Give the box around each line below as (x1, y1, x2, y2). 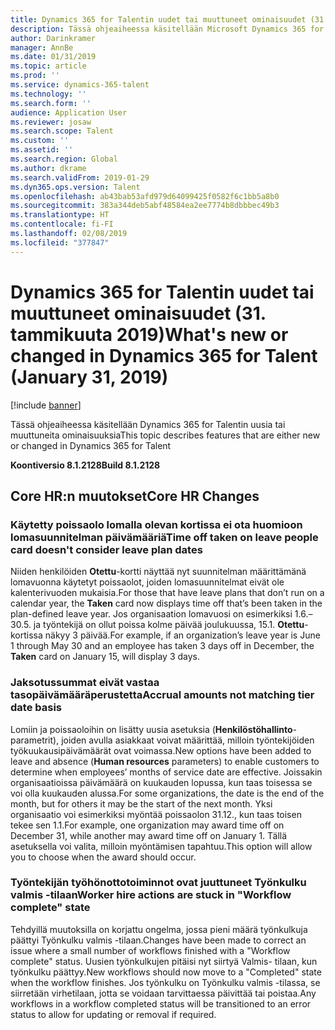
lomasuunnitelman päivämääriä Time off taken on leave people (10, 530, 319, 544)
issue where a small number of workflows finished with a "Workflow (10, 944, 291, 956)
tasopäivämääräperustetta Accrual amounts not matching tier (10, 688, 315, 702)
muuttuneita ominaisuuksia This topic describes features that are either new (10, 429, 321, 441)
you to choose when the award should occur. (10, 851, 197, 863)
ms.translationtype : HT (10, 210, 110, 220)
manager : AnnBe (10, 42, 74, 53)
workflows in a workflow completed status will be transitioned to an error (10, 997, 312, 1010)
